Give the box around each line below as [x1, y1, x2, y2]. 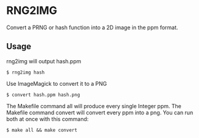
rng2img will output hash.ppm [6, 57, 82, 64]
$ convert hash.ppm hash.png [6, 92, 80, 98]
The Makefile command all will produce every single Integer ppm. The [6, 102, 181, 109]
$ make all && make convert [6, 127, 78, 133]
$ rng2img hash [6, 69, 45, 75]
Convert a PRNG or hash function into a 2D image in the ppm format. [6, 24, 178, 31]
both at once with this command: [6, 115, 89, 122]
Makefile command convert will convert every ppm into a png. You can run [6, 109, 194, 116]
